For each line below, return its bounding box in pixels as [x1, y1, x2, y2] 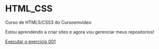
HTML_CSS [5, 3, 53, 14]
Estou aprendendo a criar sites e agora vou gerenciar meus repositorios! [5, 29, 154, 35]
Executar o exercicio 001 [5, 38, 56, 45]
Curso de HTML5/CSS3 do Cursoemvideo [5, 19, 91, 25]
